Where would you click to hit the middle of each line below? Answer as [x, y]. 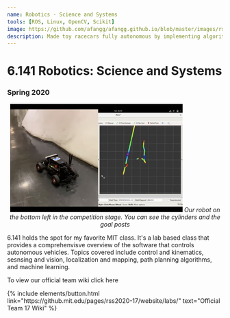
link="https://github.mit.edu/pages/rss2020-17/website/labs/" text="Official [114, 300]
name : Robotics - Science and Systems [62, 14]
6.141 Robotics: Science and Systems [115, 71]
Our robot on [202, 209]
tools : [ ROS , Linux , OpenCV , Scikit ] [61, 22]
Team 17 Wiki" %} [32, 308]
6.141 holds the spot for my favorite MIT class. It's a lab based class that [108, 238]
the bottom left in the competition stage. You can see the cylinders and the [115, 217]
